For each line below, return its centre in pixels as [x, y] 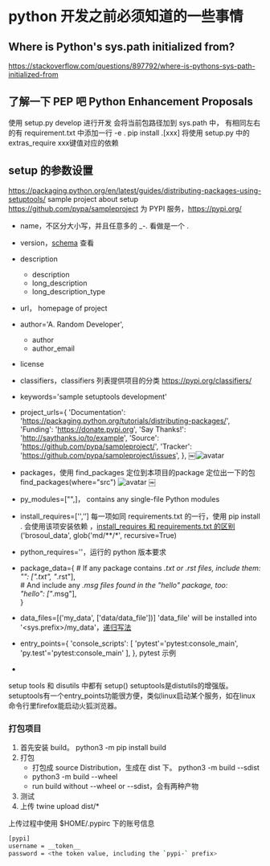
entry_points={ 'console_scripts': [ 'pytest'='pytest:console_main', [129, 643]
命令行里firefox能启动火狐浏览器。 [65, 705]
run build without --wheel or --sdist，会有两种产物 [115, 786]
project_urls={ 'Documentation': [73, 412]
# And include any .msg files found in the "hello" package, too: [124, 585]
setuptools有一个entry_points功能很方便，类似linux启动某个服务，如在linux [132, 696]
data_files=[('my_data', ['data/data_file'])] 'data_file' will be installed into [138, 618]
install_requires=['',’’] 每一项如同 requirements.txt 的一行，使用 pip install [140, 516]
